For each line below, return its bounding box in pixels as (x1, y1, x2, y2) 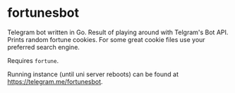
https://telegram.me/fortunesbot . (7, 77, 104, 85)
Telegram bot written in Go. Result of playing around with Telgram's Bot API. (7, 28, 229, 36)
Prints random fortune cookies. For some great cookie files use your (7, 35, 206, 43)
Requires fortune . (7, 56, 59, 64)
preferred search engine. (7, 43, 80, 51)
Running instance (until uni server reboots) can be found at (7, 70, 179, 78)
